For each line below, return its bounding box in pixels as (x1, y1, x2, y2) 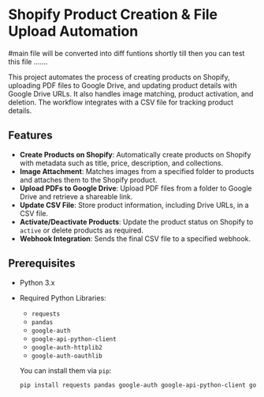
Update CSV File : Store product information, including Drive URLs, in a (19, 200, 250, 210)
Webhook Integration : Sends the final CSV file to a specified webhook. (19, 233, 251, 243)
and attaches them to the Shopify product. (19, 175, 158, 184)
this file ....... (8, 57, 48, 66)
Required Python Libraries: (19, 293, 106, 302)
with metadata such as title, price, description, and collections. (19, 158, 224, 168)
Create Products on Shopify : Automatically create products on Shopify (19, 149, 251, 159)
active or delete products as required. (19, 225, 144, 235)
